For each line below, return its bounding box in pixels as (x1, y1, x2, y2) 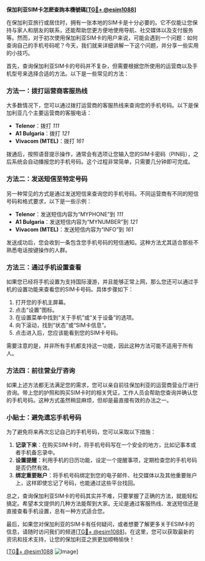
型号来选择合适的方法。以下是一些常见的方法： (11, 70, 129, 77)
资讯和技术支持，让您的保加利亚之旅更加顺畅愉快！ (6, 536, 135, 543)
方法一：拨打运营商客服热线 (6, 87, 88, 95)
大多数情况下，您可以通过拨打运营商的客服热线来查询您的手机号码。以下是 (6, 102, 193, 109)
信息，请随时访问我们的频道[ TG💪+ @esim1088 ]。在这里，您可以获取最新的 (6, 528, 194, 535)
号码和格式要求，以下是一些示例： (6, 198, 92, 205)
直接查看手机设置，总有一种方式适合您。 (6, 507, 108, 515)
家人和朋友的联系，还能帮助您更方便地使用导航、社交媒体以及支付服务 (16, 27, 193, 34)
